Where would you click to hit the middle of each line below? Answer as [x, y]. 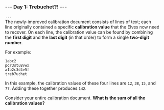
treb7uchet [16, 74]
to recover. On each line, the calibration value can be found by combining [79, 32]
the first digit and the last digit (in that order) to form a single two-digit [77, 37]
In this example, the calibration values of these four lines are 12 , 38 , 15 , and [80, 83]
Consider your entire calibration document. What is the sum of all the [75, 98]
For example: [18, 52]
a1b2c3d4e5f [17, 70]
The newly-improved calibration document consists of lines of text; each [78, 22]
